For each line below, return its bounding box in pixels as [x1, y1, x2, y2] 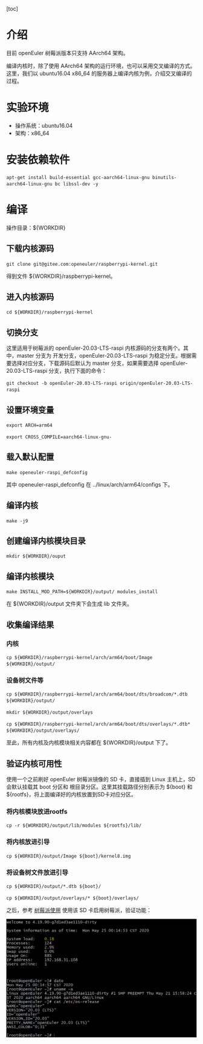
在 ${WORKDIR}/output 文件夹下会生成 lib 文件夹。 [6, 600, 133, 608]
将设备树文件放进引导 [6, 868, 68, 876]
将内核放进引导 [6, 838, 50, 846]
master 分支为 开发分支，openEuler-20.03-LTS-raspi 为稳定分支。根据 [16, 352, 192, 359]
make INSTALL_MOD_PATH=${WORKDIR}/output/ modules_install [6, 589, 158, 595]
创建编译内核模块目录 [6, 536, 86, 547]
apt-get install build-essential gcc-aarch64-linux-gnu [6, 174, 150, 180]
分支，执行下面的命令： [48, 367, 108, 375]
